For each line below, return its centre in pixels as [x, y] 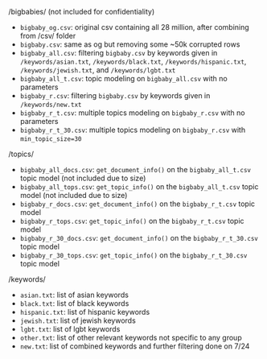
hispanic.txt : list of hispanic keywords [85, 312]
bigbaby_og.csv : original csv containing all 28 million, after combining [134, 27]
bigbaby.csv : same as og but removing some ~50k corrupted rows [130, 44]
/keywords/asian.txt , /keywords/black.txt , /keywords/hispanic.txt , [133, 61]
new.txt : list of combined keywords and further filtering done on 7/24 [135, 346]
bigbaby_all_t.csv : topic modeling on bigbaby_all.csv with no [123, 78]
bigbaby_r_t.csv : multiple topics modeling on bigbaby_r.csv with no [132, 113]
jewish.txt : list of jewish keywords [78, 320]
